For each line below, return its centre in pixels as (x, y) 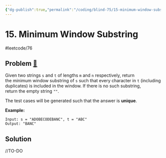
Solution (18, 139)
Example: (15, 110)
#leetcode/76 (19, 48)
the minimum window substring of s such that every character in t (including (83, 81)
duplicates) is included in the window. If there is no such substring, (73, 86)
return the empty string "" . (32, 91)
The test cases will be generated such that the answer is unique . (71, 101)
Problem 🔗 (21, 63)
